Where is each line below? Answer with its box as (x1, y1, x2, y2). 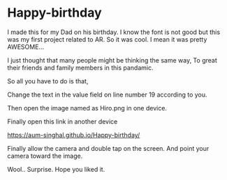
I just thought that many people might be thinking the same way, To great (7, 56, 218, 64)
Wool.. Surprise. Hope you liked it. (7, 165, 105, 173)
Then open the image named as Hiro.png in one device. (7, 104, 168, 112)
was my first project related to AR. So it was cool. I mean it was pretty (7, 35, 207, 43)
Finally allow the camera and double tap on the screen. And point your (7, 144, 210, 152)
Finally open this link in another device (7, 117, 118, 126)
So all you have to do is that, (7, 76, 89, 85)
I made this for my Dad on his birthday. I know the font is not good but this (7, 28, 221, 36)
